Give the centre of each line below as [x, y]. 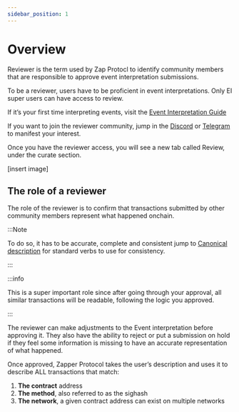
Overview [37, 49]
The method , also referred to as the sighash [83, 393]
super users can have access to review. [65, 98]
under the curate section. [45, 155]
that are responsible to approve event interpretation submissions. [103, 76]
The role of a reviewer [57, 191]
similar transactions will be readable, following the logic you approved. [111, 300]
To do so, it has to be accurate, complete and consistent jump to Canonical [117, 243]
